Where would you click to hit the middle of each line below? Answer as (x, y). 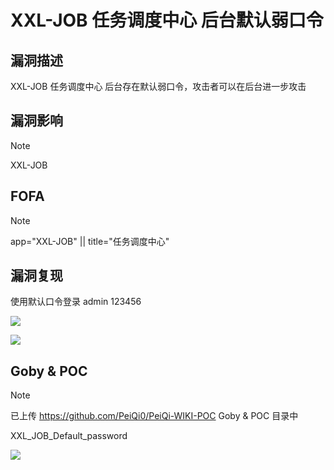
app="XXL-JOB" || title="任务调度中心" (90, 241)
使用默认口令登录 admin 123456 (76, 302)
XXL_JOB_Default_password (69, 436)
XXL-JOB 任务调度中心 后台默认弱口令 (167, 20)
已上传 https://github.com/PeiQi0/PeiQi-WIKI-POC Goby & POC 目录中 (154, 416)
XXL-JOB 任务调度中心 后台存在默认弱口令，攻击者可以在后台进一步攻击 (158, 86)
